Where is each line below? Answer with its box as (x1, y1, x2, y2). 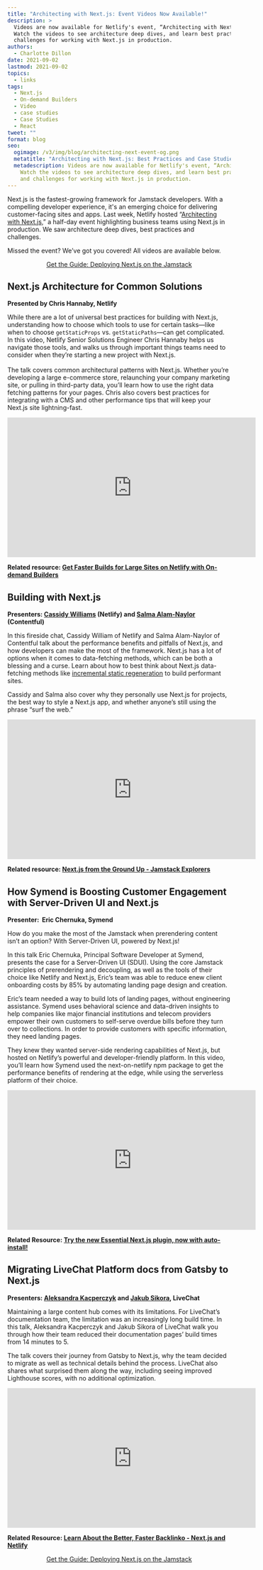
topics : (7, 70, 30, 77)
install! (7, 1243, 28, 1251)
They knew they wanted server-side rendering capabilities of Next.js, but (7, 1046, 221, 1054)
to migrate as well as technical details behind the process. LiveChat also (7, 1359, 218, 1367)
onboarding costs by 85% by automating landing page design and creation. (7, 980, 228, 989)
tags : (7, 83, 23, 90)
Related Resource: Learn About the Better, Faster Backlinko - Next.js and (7, 1533, 225, 1542)
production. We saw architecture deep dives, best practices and (7, 225, 195, 233)
